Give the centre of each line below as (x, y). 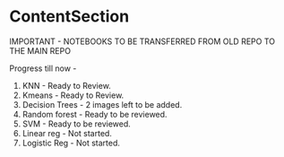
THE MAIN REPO (40, 50)
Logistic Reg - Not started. (71, 143)
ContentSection (69, 17)
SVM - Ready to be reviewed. (77, 124)
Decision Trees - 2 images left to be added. (102, 104)
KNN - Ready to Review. (67, 85)
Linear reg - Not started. (67, 133)
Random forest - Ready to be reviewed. (95, 114)
